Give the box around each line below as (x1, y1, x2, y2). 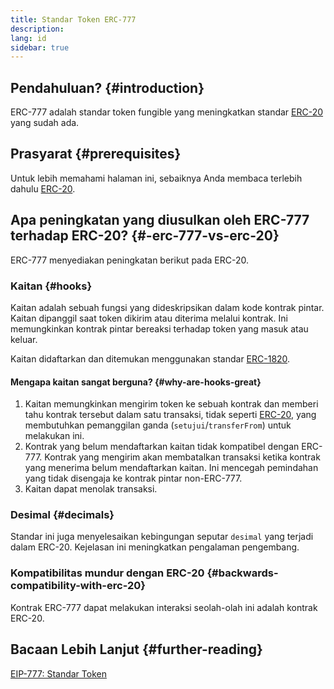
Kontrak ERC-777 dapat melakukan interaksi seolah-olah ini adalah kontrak (10, 601, 318, 613)
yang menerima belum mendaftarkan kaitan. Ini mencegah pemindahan (24, 462, 319, 474)
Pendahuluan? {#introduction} (10, 79, 205, 96)
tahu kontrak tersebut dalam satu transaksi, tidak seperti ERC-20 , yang (24, 409, 317, 421)
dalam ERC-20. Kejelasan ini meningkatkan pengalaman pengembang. (10, 541, 300, 553)
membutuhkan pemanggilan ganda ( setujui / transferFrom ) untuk (24, 419, 292, 431)
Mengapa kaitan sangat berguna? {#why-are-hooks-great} (10, 376, 262, 388)
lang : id (10, 33, 47, 43)
